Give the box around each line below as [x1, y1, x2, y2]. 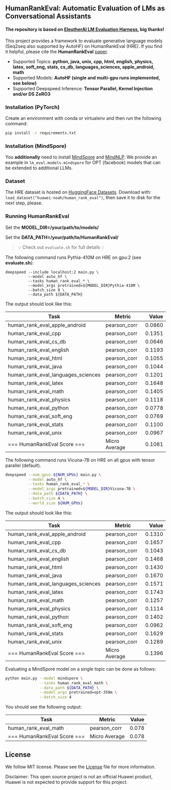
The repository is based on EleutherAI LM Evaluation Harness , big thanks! [5, 26, 164, 32]
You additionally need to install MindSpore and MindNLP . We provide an [5, 154, 157, 160]
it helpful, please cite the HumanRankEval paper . [5, 48, 108, 55]
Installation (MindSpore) [5, 142, 67, 149]
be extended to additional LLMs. [5, 165, 73, 171]
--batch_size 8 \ [27, 287, 65, 293]
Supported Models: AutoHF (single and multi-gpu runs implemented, [12, 74, 160, 81]
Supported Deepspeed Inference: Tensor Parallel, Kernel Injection [12, 85, 153, 91]
